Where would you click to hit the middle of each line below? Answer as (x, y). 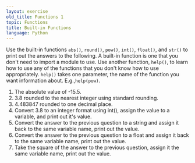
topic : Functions (27, 22)
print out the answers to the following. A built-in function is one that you (92, 56)
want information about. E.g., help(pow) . (53, 81)
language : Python (27, 33)
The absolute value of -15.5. (48, 92)
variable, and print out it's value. (53, 116)
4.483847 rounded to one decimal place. (63, 104)
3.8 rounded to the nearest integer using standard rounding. (86, 98)
